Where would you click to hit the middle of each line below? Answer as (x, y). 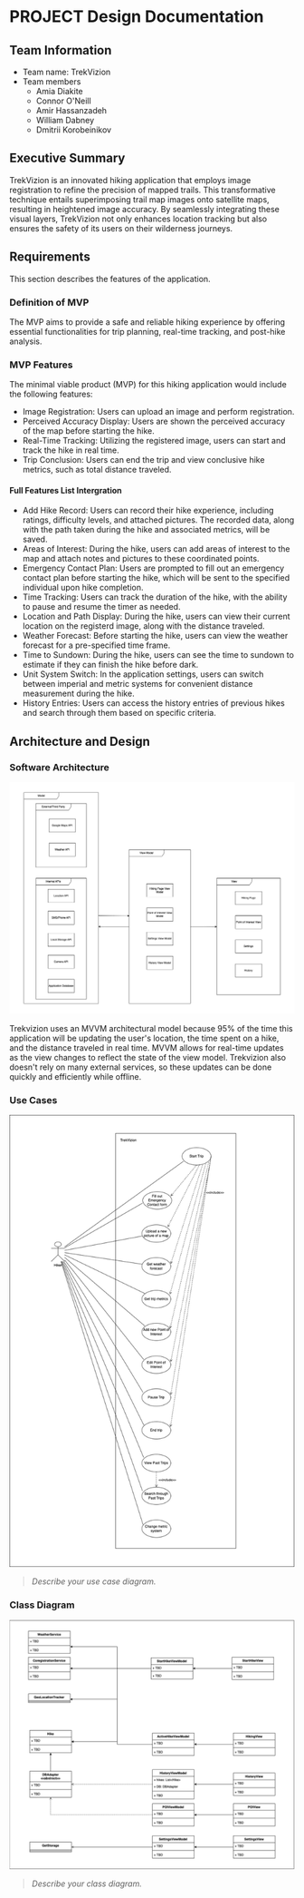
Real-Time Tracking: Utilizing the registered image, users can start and (154, 441)
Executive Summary (67, 158)
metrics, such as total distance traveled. (97, 470)
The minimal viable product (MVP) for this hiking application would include (148, 385)
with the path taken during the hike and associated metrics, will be (146, 530)
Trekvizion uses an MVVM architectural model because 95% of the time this (151, 1029)
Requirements (50, 257)
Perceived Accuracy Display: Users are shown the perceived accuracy (154, 421)
